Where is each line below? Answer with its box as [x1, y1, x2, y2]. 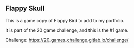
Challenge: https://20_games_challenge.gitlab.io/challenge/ [5, 37, 129, 43]
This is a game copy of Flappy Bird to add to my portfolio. [5, 17, 125, 23]
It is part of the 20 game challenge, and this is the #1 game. [5, 27, 129, 33]
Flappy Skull [5, 4, 45, 13]
